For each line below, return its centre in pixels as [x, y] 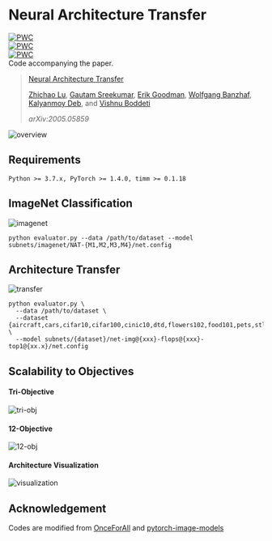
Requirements [45, 160]
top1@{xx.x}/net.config [49, 347]
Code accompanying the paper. [61, 63]
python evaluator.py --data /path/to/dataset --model [101, 238]
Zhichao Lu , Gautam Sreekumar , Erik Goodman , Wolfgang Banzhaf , [140, 94]
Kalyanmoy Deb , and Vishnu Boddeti [89, 103]
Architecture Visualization [53, 465]
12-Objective [30, 428]
